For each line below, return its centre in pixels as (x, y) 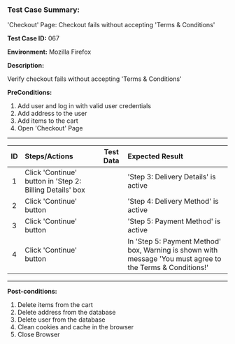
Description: (26, 66)
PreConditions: (30, 93)
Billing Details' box (55, 190)
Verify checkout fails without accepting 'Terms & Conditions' (94, 79)
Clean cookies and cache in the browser (76, 327)
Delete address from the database (66, 313)
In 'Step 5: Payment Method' (175, 241)
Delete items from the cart (55, 305)
